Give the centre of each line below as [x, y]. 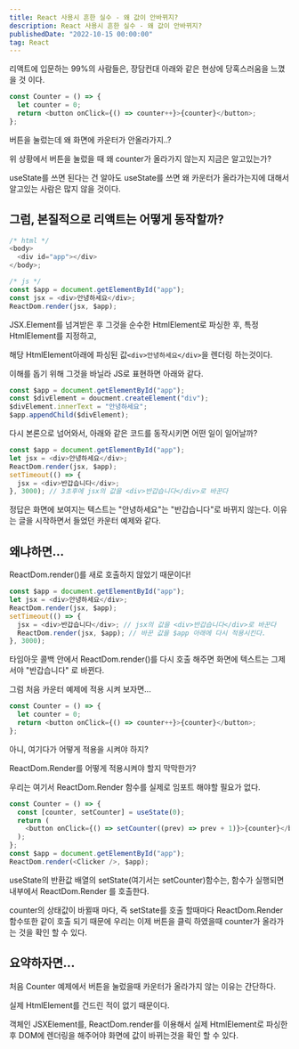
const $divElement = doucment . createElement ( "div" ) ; [109, 398]
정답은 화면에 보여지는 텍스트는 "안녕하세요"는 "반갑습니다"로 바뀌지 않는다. [140, 509]
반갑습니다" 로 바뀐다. [67, 671]
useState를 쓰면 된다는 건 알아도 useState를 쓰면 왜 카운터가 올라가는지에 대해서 [149, 177]
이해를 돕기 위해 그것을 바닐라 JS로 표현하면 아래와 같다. [106, 373]
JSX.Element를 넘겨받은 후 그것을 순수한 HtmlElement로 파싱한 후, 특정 [134, 324]
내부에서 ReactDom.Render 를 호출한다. [79, 890]
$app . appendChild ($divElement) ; [69, 415]
